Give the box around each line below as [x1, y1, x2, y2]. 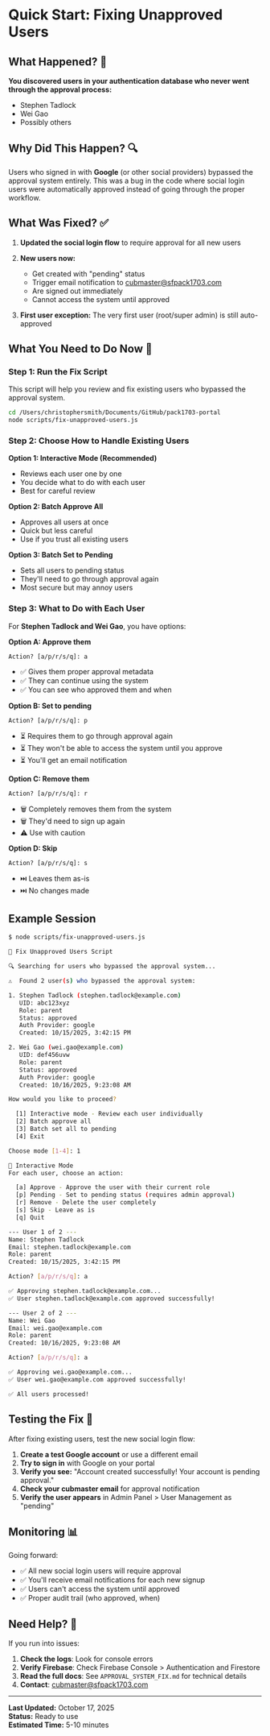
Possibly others [19, 118, 72, 126]
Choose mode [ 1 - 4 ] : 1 [8, 1146, 81, 1155]
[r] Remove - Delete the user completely [15, 1199, 157, 1207]
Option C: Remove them [8, 773, 90, 783]
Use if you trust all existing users [19, 534, 129, 545]
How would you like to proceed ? [8, 1096, 117, 1104]
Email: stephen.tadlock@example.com [8, 1243, 131, 1251]
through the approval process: [8, 85, 112, 94]
